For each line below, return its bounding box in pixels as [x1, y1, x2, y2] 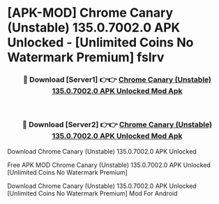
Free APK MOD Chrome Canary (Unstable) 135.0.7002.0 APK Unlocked [7, 161, 211, 169]
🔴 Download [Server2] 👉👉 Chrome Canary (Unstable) [22, 120, 213, 130]
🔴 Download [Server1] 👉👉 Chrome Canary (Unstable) [23, 75, 211, 85]
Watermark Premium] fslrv [7, 50, 165, 66]
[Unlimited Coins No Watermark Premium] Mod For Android [7, 189, 178, 197]
